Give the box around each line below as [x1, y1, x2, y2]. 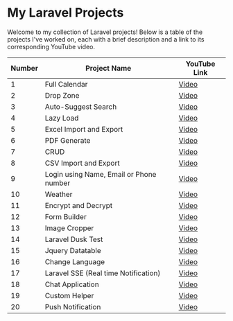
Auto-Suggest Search [44, 102, 117, 112]
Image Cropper [44, 223, 94, 233]
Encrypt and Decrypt [44, 200, 113, 210]
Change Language [44, 257, 105, 266]
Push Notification [44, 302, 101, 311]
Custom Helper [44, 290, 94, 300]
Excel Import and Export [44, 124, 123, 134]
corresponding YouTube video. [7, 42, 96, 51]
